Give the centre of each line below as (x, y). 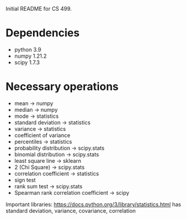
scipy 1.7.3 (27, 62)
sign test (25, 180)
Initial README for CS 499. (39, 9)
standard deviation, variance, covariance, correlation (71, 210)
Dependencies (43, 33)
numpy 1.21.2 (31, 56)
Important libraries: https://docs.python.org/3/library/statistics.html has (93, 204)
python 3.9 (28, 49)
